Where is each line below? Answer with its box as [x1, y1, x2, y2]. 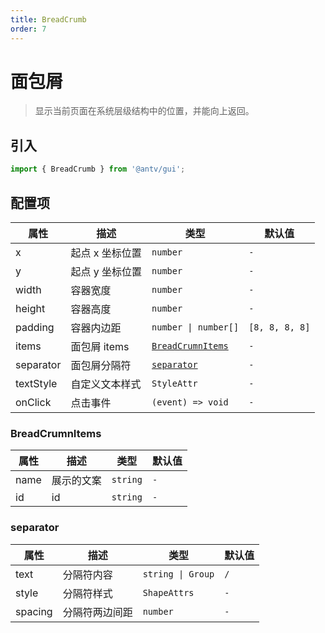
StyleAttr [151, 377, 198, 389]
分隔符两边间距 [62, 605, 133, 619]
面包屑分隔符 [70, 358, 132, 372]
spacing [15, 604, 53, 618]
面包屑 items [70, 339, 130, 353]
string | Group [142, 568, 215, 580]
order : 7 [10, 24, 47, 34]
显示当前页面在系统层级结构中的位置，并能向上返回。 [34, 105, 255, 117]
